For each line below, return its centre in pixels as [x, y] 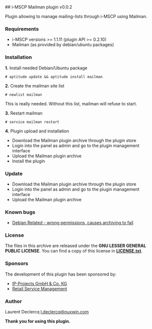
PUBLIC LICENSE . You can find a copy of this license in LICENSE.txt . [74, 251]
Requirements [22, 29]
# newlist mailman [23, 95]
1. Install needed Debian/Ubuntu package [46, 68]
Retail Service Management [39, 289]
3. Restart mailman [24, 113]
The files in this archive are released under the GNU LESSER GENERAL [76, 246]
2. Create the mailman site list [35, 86]
